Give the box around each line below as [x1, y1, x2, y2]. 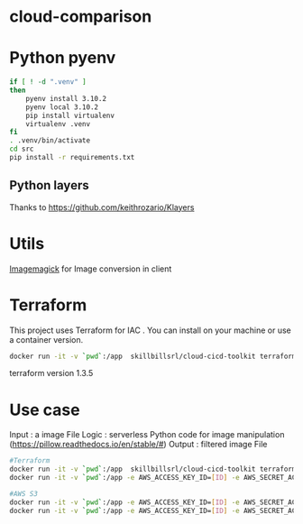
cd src [9, 144, 34, 154]
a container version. [9, 334, 84, 345]
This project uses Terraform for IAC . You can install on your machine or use [9, 325, 291, 336]
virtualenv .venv [25, 119, 91, 128]
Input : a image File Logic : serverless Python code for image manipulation [9, 429, 285, 440]
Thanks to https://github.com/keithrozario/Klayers [9, 201, 195, 213]
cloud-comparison [9, 6, 152, 27]
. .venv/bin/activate [9, 136, 91, 145]
